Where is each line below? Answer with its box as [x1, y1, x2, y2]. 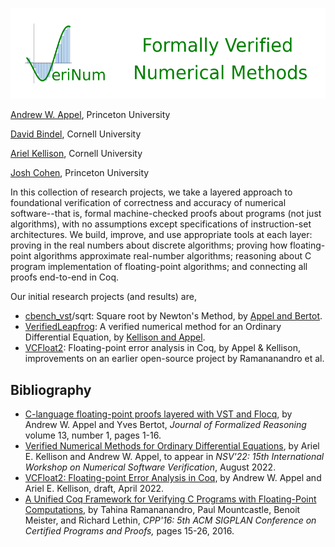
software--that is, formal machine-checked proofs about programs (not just [10, 208, 322, 220]
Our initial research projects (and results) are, [10, 291, 197, 303]
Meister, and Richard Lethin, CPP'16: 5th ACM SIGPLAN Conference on [24, 514, 317, 527]
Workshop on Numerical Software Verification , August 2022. [24, 461, 277, 473]
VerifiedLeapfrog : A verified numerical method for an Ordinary [24, 321, 282, 333]
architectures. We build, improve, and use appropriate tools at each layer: [10, 229, 313, 241]
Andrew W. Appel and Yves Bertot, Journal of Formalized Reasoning [24, 419, 307, 431]
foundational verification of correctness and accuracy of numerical [10, 197, 287, 209]
